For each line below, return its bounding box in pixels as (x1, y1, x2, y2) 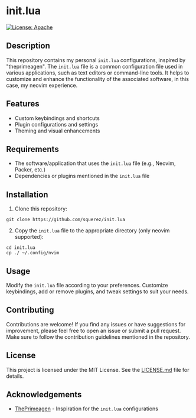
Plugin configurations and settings (14, 121, 99, 128)
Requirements (6, 144, 59, 154)
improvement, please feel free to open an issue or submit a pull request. (6, 327, 181, 334)
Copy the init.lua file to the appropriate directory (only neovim (14, 227, 170, 234)
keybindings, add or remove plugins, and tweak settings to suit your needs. (6, 288, 189, 295)
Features (6, 99, 40, 109)
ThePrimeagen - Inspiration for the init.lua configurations (14, 405, 158, 412)
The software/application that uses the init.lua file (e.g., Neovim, (14, 160, 176, 167)
